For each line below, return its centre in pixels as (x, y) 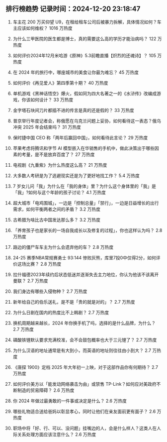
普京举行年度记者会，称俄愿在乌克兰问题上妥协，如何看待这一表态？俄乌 (87, 120)
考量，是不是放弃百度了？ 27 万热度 (58, 154)
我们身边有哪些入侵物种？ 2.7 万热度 (50, 291)
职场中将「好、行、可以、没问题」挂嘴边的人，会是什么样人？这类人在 (85, 428)
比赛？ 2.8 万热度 (44, 264)
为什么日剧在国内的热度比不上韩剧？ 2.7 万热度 (61, 312)
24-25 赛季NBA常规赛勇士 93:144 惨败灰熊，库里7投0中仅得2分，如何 (84, 257)
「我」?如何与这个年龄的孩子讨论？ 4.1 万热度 (59, 192)
